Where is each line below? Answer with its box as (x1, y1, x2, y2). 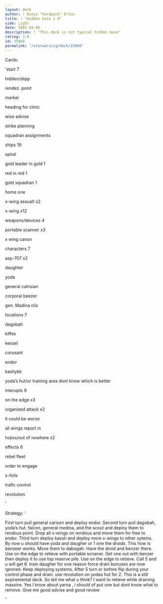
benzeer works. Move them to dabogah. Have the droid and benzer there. (5, 546, 153, 551)
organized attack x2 (5, 406, 45, 412)
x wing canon (5, 236, 33, 242)
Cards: (5, 57, 18, 62)
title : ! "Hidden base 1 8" (5, 16, 62, 21)
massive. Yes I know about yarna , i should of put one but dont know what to (5, 582, 158, 587)
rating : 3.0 (5, 35, 29, 39)
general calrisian (5, 283, 38, 289)
